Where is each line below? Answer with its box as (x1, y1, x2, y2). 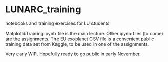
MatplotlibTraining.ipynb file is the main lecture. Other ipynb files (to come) (5, 30, 163, 36)
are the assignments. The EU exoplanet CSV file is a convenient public (5, 36, 154, 42)
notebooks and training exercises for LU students (5, 20, 110, 26)
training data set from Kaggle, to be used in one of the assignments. (5, 41, 150, 47)
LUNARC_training (5, 4, 81, 15)
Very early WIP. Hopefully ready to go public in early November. (5, 51, 141, 57)
